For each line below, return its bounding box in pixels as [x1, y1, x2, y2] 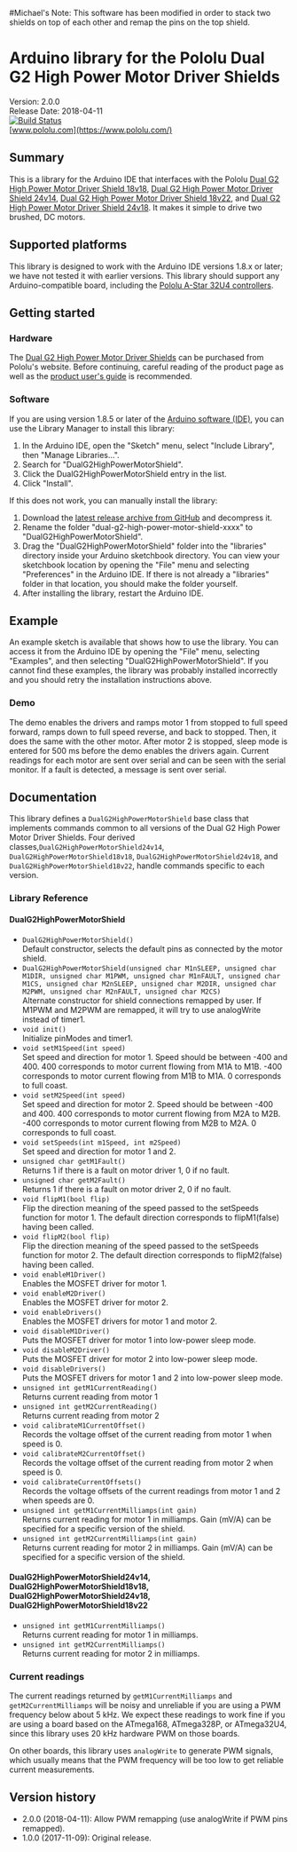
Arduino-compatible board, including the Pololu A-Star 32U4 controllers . [9, 280, 274, 290]
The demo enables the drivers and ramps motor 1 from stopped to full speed [9, 716, 288, 727]
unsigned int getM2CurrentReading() [21, 1402, 158, 1411]
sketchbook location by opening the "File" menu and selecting [21, 559, 250, 570]
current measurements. [9, 1764, 95, 1775]
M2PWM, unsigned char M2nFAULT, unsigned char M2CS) [21, 987, 222, 996]
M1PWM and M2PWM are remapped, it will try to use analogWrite [21, 1004, 262, 1015]
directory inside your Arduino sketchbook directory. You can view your [21, 550, 280, 560]
